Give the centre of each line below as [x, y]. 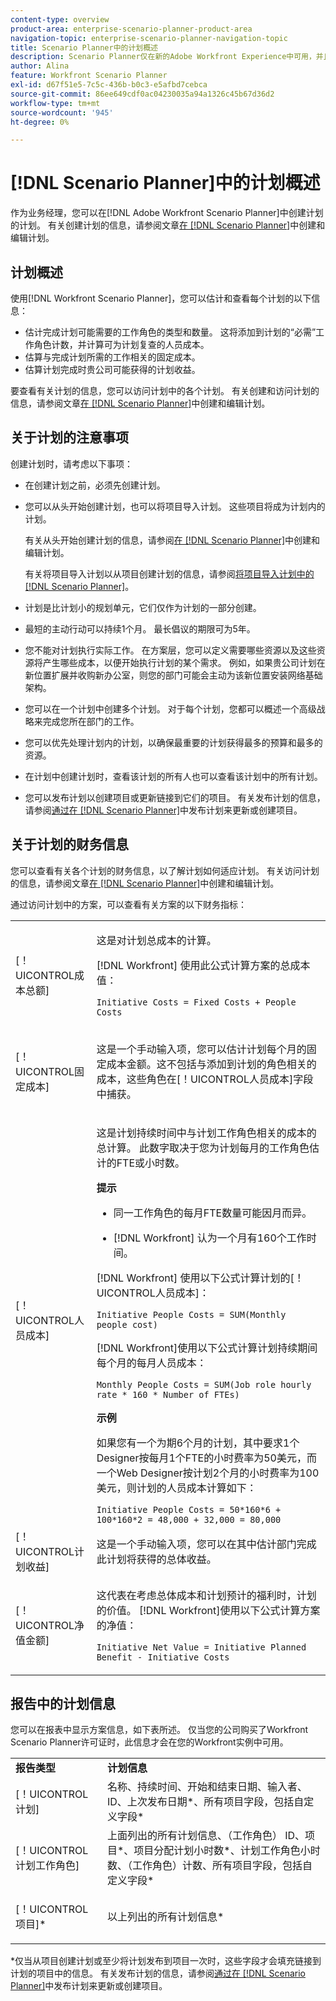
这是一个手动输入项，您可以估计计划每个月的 [201, 1049]
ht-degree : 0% [40, 122]
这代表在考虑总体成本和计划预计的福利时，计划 [206, 1595]
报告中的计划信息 [63, 1704]
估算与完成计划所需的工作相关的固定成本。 [112, 357]
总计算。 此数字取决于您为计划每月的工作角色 [203, 1148]
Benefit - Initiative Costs [163, 1657]
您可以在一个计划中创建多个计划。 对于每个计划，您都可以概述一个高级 [170, 708]
